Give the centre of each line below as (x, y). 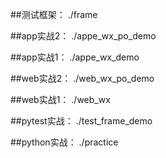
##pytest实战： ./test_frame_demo (81, 121)
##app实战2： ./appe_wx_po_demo (83, 36)
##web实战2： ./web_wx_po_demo (82, 78)
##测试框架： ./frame (54, 14)
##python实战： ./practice (64, 142)
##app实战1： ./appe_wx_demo (75, 57)
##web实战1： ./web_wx (60, 99)
